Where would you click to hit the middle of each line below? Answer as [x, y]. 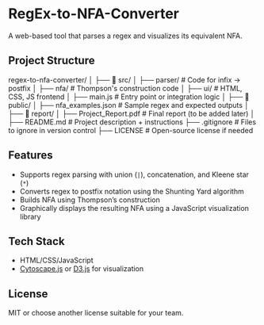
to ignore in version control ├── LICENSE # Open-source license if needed [131, 130]
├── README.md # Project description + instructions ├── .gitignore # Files [132, 122]
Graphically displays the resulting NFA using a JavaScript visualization [134, 208]
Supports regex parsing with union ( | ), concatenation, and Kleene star [134, 174]
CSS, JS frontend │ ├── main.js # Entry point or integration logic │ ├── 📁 [129, 97]
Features [31, 155]
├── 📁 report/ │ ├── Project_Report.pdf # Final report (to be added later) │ [132, 113]
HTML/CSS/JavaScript [56, 260]
